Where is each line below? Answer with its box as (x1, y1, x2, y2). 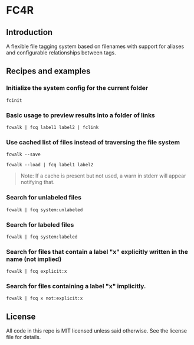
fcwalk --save (6, 151, 41, 157)
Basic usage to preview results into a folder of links (6, 111, 155, 119)
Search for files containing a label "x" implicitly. (6, 282, 146, 291)
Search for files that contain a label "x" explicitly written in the (6, 247, 189, 256)
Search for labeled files (6, 220, 74, 228)
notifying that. (20, 179, 55, 186)
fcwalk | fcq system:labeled (6, 234, 78, 240)
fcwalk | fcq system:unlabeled (6, 207, 83, 213)
